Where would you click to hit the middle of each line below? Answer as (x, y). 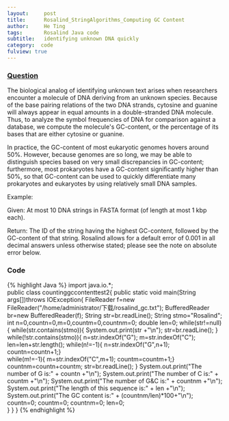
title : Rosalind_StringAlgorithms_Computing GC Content (96, 20)
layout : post (32, 13)
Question (23, 75)
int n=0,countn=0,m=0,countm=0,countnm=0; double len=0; (93, 323)
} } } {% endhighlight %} (41, 410)
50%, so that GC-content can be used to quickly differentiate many (102, 177)
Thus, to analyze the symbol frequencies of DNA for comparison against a (111, 120)
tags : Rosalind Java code (53, 33)
